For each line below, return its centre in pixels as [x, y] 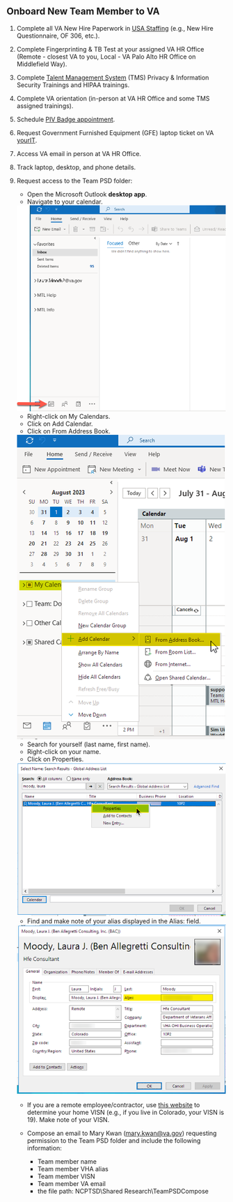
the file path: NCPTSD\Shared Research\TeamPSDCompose [123, 1192]
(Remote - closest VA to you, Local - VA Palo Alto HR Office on [106, 56]
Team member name [67, 1162]
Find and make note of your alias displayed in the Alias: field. [114, 921]
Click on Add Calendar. [60, 424]
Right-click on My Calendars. [69, 417]
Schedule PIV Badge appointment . [66, 119]
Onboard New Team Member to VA [83, 11]
